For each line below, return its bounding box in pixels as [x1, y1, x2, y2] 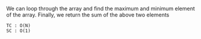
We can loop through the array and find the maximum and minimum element [6, 5, 196, 12]
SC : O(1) [6, 28, 31, 34]
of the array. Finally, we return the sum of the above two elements [6, 11, 170, 18]
